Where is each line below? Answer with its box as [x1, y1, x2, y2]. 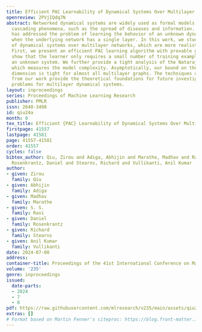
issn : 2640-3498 [6, 103, 47, 110]
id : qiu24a [6, 109, 34, 115]
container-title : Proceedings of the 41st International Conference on [6, 260, 189, 266]
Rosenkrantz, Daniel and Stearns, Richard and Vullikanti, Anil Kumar [11, 160, 192, 166]
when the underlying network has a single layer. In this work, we [11, 37, 185, 43]
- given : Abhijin [6, 182, 50, 188]
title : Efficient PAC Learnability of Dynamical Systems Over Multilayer [6, 8, 195, 15]
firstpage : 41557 [6, 126, 50, 132]
